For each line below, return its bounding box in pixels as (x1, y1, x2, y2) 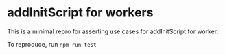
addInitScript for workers (7, 5, 154, 20)
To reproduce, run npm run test (7, 40, 97, 48)
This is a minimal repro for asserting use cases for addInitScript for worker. (7, 27, 219, 35)
